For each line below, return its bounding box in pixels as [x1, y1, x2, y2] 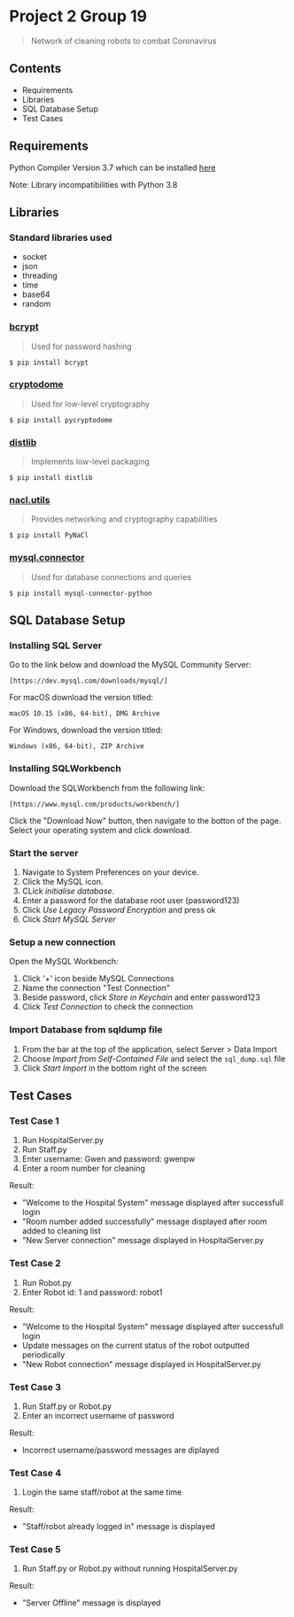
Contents [9, 61, 62, 76]
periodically [21, 1349, 66, 1360]
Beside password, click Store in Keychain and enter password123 [21, 992, 261, 1002]
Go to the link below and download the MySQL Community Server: [9, 660, 251, 670]
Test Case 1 [9, 1114, 59, 1126]
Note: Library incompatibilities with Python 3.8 [9, 179, 178, 190]
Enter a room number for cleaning [21, 1163, 146, 1174]
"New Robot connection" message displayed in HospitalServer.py [21, 1358, 261, 1369]
